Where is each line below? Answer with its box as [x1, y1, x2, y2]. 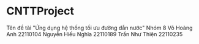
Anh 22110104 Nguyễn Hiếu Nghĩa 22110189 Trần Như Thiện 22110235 [6, 30, 183, 37]
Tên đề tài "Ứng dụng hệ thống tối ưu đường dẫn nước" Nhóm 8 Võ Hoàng [6, 24, 193, 31]
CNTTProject [6, 4, 75, 18]
